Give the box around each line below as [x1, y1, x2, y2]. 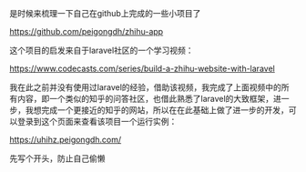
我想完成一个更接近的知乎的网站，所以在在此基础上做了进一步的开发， [25, 105, 289, 116]
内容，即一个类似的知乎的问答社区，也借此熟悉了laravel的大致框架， [16, 94, 274, 104]
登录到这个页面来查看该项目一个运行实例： [16, 116, 178, 126]
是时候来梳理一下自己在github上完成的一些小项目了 [9, 8, 201, 18]
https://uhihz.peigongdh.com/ [9, 135, 122, 145]
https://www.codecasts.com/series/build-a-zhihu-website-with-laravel [9, 63, 275, 74]
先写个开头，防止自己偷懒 [9, 153, 106, 164]
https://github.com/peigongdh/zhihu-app [9, 26, 164, 36]
